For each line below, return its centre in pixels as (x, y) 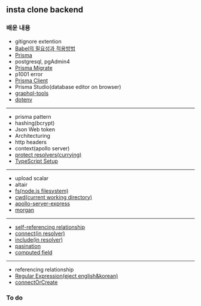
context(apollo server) (42, 148)
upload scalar (32, 178)
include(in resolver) (39, 239)
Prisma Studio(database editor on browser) (68, 86)
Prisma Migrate (33, 67)
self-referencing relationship (50, 227)
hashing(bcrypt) (35, 123)
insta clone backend (45, 10)
